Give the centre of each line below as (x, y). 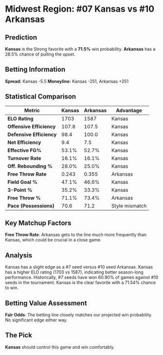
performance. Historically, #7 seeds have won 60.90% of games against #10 (82, 277)
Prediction (21, 37)
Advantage (129, 110)
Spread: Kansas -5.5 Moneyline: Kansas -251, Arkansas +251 (67, 81)
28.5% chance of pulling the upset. (40, 54)
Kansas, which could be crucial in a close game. (53, 240)
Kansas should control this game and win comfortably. (60, 347)
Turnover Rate (24, 158)
